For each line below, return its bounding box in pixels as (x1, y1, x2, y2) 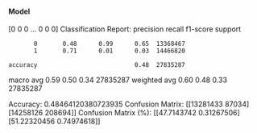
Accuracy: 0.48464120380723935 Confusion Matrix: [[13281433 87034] (8, 99, 250, 109)
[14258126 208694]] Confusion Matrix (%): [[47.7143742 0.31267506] (8, 108, 240, 118)
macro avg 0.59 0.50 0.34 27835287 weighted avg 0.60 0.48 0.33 (8, 75, 228, 85)
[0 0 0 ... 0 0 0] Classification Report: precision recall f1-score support (8, 24, 242, 34)
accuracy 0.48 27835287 (8, 61, 185, 69)
